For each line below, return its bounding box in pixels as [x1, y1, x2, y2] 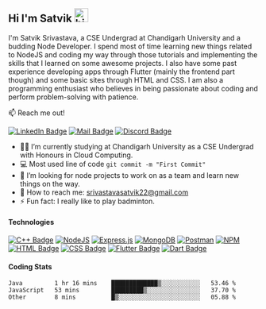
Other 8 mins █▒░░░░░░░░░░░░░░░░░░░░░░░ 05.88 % [8, 293, 237, 302]
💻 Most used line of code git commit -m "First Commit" [19, 159, 206, 168]
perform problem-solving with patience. [8, 92, 139, 102]
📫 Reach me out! [8, 108, 65, 118]
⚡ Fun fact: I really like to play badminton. [19, 196, 155, 206]
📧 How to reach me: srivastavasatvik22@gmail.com [19, 187, 189, 197]
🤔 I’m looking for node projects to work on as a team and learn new [19, 170, 240, 180]
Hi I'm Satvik [8, 12, 73, 25]
